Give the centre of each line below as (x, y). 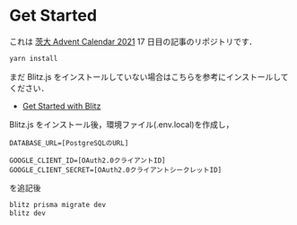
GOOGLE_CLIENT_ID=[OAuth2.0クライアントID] (87, 160)
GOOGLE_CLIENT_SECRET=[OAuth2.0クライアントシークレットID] (116, 170)
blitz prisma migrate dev (57, 204)
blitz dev (28, 213)
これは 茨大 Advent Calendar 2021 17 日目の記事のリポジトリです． (133, 41)
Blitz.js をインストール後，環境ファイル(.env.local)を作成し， (122, 124)
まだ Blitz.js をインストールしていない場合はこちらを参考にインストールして (149, 76)
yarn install (34, 58)
